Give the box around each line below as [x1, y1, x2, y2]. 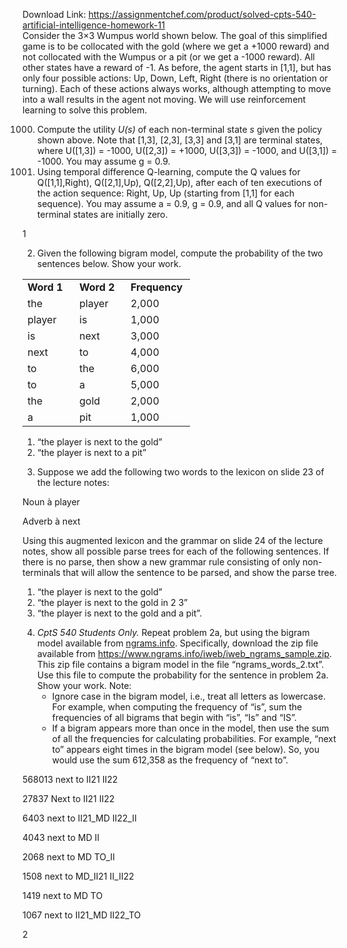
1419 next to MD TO [22, 890, 104, 901]
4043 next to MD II [22, 832, 100, 843]
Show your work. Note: [36, 680, 132, 691]
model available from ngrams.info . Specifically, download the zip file [36, 637, 319, 649]
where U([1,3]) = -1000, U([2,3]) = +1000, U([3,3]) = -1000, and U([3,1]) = [36, 145, 338, 156]
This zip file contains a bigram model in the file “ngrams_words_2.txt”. [36, 659, 325, 670]
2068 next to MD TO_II [22, 851, 115, 863]
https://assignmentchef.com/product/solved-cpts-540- [88, 9, 317, 20]
